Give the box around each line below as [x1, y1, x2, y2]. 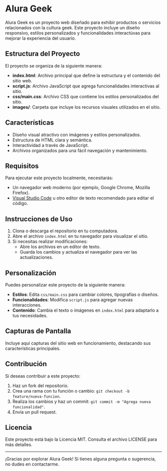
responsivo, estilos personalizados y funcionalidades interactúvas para [5, 30, 151, 36]
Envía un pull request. [12, 409, 57, 415]
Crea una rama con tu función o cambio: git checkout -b [12, 388, 130, 394]
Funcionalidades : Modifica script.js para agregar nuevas [12, 297, 133, 303]
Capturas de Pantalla [5, 327, 71, 336]
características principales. [5, 345, 61, 351]
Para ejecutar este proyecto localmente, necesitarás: [5, 175, 113, 181]
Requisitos [5, 162, 39, 170]
